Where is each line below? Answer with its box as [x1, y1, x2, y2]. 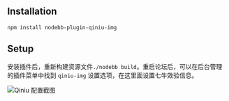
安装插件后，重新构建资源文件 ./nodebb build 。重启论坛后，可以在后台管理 [7, 62, 223, 70]
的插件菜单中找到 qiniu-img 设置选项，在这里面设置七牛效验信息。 [7, 71, 198, 79]
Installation [7, 6, 57, 17]
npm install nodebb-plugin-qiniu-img [7, 24, 117, 31]
